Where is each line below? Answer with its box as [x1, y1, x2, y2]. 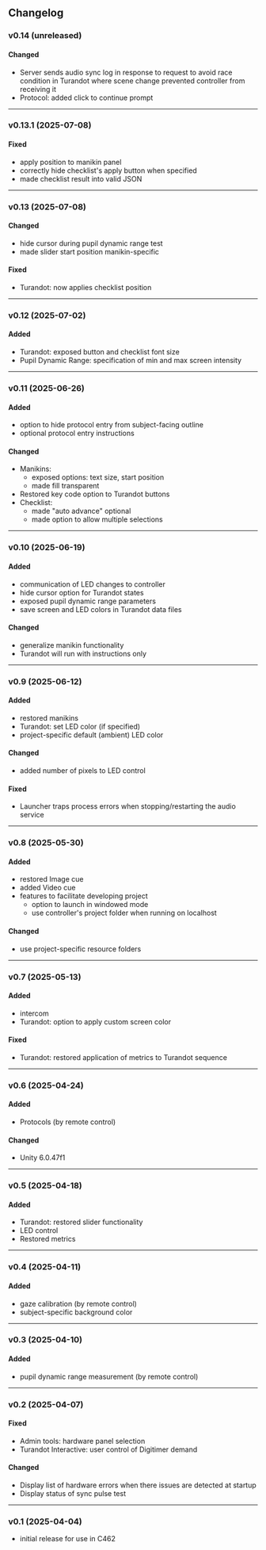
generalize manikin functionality [19, 640, 124, 649]
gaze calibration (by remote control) [19, 1299, 137, 1308]
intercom [19, 1008, 49, 1018]
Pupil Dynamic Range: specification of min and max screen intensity [19, 356, 242, 365]
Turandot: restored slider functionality [19, 1217, 143, 1227]
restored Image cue [19, 875, 84, 884]
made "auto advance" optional [31, 507, 131, 516]
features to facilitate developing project [19, 891, 148, 901]
